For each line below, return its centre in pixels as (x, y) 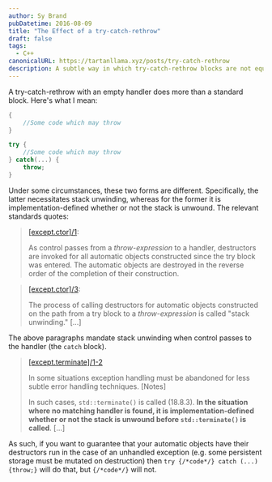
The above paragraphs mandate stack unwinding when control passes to (130, 338)
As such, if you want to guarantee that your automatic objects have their (129, 443)
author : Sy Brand (38, 16)
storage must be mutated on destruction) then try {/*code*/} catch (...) (134, 461)
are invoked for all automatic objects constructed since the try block (142, 256)
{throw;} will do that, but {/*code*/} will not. (83, 469)
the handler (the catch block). (57, 346)
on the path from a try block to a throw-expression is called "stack (138, 314)
